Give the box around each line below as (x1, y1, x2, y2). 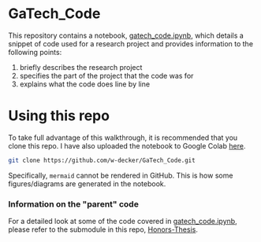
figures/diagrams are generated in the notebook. (8, 178, 166, 189)
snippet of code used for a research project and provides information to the (8, 38, 254, 48)
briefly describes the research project (19, 62, 143, 71)
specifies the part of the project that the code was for (19, 71, 194, 80)
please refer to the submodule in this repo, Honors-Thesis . (8, 225, 199, 234)
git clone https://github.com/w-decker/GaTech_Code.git (8, 156, 196, 164)
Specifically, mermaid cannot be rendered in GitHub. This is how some (8, 170, 233, 180)
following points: (8, 47, 62, 57)
